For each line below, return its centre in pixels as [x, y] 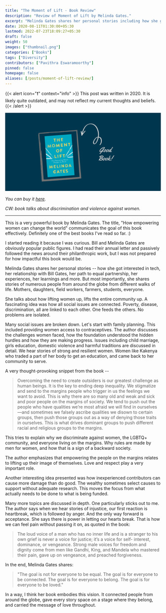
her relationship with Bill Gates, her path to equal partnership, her [72, 274]
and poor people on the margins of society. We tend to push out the [86, 401]
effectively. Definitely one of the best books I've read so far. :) [68, 233]
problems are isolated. [28, 315]
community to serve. [26, 361]
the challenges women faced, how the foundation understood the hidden [79, 335]
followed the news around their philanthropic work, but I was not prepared [81, 253]
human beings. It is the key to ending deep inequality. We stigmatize [86, 386]
